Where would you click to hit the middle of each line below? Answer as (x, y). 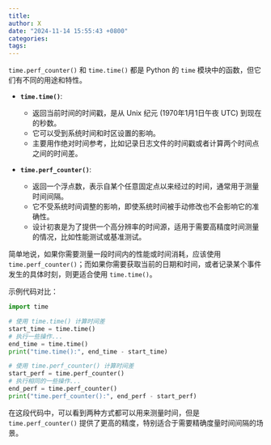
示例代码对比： (33, 291)
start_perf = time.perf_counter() (67, 374)
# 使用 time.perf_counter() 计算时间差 (71, 366)
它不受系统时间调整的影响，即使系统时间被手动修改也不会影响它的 (142, 206)
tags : (17, 46)
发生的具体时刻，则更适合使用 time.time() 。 (83, 274)
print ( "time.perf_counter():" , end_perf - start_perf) (103, 396)
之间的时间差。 (57, 154)
